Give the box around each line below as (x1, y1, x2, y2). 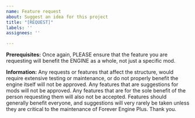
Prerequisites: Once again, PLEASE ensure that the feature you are (6, 51, 168, 58)
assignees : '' (6, 30, 41, 36)
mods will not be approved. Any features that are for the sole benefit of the (6, 87, 186, 94)
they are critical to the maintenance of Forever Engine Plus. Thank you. (6, 106, 177, 113)
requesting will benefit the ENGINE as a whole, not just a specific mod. (6, 58, 176, 65)
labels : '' (6, 24, 33, 31)
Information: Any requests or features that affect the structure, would (6, 69, 174, 76)
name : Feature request (6, 8, 61, 15)
